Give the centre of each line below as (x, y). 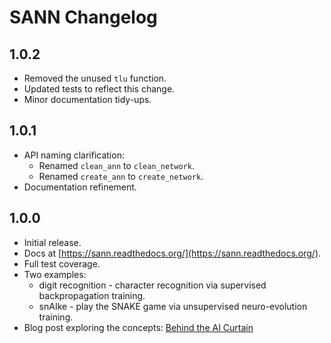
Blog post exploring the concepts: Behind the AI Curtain (138, 327)
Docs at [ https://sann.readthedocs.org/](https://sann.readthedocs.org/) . (172, 253)
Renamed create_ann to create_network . (121, 176)
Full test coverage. (62, 263)
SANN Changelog (83, 17)
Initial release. (52, 242)
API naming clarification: (74, 155)
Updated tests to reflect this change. (99, 89)
